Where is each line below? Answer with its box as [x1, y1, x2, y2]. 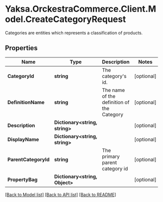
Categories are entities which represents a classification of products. [5, 30, 143, 36]
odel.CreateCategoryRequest [5, 14, 126, 25]
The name [101, 87, 125, 93]
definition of [101, 99, 130, 106]
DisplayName [7, 136, 39, 143]
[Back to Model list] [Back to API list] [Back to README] [5, 191, 116, 198]
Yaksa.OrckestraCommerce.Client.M [5, 3, 156, 15]
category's [101, 73, 127, 79]
